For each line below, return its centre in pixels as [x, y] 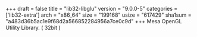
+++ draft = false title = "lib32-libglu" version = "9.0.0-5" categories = [92, 9]
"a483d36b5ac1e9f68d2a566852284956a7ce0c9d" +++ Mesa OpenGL [94, 21]
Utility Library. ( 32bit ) [33, 27]
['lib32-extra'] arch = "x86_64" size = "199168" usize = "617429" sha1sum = [98, 15]
